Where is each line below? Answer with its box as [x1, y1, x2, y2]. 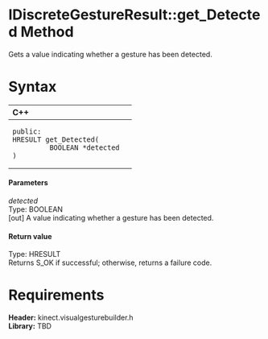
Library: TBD [8, 321, 52, 331]
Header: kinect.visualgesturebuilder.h [8, 312, 134, 323]
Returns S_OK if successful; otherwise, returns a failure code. [8, 258, 212, 267]
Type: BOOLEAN [8, 205, 63, 214]
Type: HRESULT [8, 250, 61, 259]
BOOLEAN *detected [49, 143, 120, 152]
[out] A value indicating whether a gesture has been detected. [8, 213, 214, 223]
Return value [8, 231, 52, 241]
